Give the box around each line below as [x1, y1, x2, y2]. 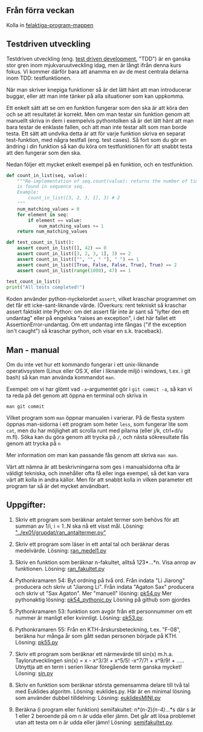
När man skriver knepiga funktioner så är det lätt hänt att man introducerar [6, 86, 192, 93]
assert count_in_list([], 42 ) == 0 [17, 245, 107, 251]
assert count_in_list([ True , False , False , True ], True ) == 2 [17, 262, 177, 268]
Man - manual [6, 345, 59, 355]
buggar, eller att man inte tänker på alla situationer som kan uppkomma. [6, 92, 185, 100]
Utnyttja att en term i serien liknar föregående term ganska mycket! [14, 663, 182, 670]
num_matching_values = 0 [17, 206, 80, 212]
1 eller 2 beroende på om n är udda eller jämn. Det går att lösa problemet [14, 712, 196, 719]
